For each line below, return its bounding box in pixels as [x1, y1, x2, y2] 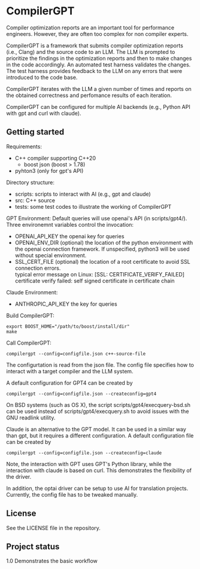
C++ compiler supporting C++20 [14, 154, 96, 162]
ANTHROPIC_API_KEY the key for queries [14, 300, 118, 308]
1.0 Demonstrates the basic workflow [6, 558, 98, 565]
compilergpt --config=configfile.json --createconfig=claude [6, 450, 162, 456]
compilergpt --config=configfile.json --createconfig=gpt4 [6, 391, 157, 397]
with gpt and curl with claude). [6, 109, 81, 117]
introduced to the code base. [6, 74, 78, 81]
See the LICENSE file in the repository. [6, 524, 101, 531]
